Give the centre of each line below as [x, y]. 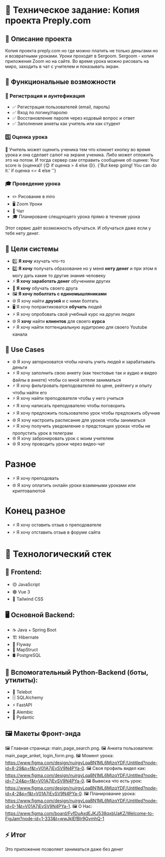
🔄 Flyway [21, 644]
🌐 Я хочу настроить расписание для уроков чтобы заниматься [79, 420]
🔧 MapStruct [25, 649]
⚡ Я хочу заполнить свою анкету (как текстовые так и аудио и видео [84, 373]
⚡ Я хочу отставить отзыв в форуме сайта [56, 532]
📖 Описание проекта [39, 39]
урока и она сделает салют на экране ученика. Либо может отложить [79, 155]
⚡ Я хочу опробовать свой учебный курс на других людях [74, 314]
